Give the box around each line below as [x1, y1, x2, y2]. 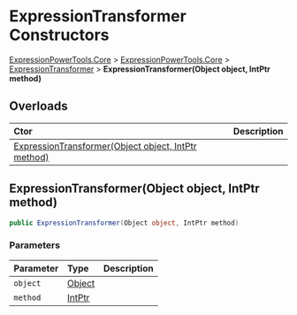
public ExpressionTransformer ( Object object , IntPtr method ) [9, 219, 240, 227]
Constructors [9, 25, 110, 45]
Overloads [9, 99, 68, 114]
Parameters [9, 239, 60, 251]
